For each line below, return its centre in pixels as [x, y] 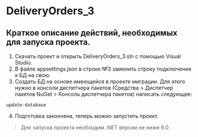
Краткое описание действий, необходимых [92, 33]
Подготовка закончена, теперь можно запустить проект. [87, 116]
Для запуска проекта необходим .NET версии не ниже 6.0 [95, 128]
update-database [26, 105]
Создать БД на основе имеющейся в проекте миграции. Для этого [100, 82]
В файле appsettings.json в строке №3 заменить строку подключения [103, 69]
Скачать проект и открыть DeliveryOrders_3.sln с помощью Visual [98, 56]
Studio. [23, 63]
